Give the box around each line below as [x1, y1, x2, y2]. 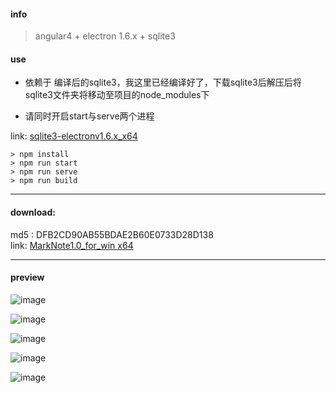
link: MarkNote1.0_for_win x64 [10, 239, 134, 251]
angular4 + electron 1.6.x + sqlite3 [34, 30, 176, 42]
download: [10, 206, 56, 218]
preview [10, 271, 45, 284]
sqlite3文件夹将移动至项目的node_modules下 [24, 89, 210, 101]
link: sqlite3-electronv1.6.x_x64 [10, 130, 138, 142]
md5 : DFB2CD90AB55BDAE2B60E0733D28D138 [10, 228, 214, 240]
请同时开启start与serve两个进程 [24, 110, 155, 122]
